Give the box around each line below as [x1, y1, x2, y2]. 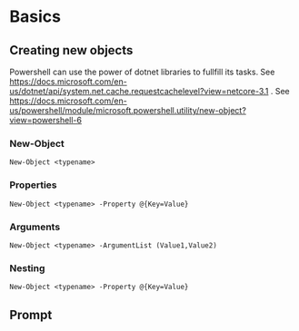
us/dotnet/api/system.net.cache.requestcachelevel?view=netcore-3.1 [9, 86, 269, 96]
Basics [9, 6, 62, 27]
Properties [9, 179, 57, 191]
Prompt [9, 307, 53, 323]
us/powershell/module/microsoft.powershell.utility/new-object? [9, 105, 247, 115]
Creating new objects [9, 43, 134, 58]
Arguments [9, 220, 61, 233]
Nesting [9, 261, 45, 274]
